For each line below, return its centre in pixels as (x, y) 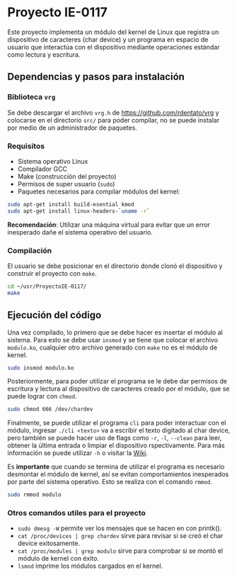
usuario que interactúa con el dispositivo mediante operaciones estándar (114, 47)
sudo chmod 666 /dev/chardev (50, 409)
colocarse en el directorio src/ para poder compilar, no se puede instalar (114, 120)
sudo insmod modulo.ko (41, 368)
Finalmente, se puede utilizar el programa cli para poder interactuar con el (117, 423)
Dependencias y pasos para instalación (96, 77)
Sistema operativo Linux (53, 161)
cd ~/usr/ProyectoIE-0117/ (47, 286)
